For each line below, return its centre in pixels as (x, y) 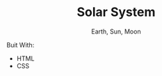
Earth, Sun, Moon (116, 31)
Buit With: (21, 45)
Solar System (116, 12)
